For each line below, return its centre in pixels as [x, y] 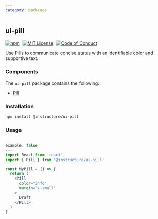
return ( [19, 174]
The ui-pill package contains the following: [53, 83]
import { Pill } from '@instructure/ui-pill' [55, 160]
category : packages [26, 10]
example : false [22, 146]
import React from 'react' [34, 155]
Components [22, 72]
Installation [20, 106]
